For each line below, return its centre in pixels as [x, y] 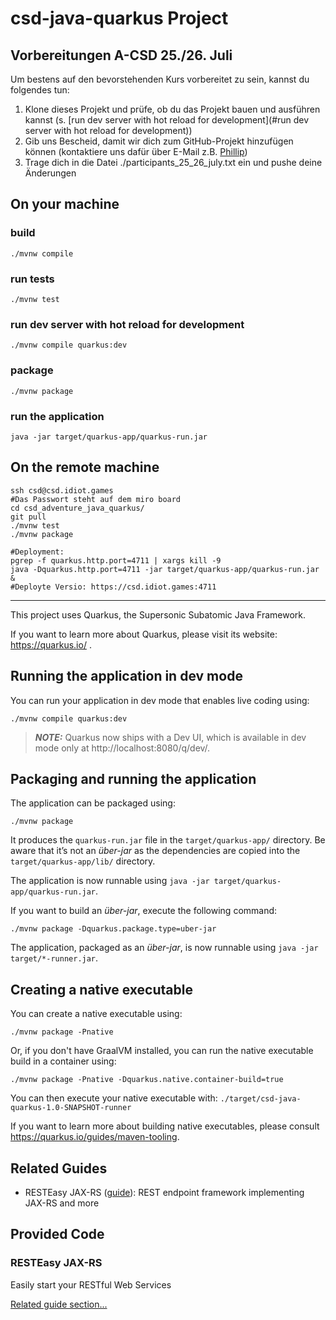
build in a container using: [63, 1061]
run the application [57, 416]
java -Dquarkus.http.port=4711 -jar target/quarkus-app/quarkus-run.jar [165, 569]
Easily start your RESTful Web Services [91, 1284]
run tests [32, 279]
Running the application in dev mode [126, 676]
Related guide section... [59, 1304]
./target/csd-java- [260, 1099]
